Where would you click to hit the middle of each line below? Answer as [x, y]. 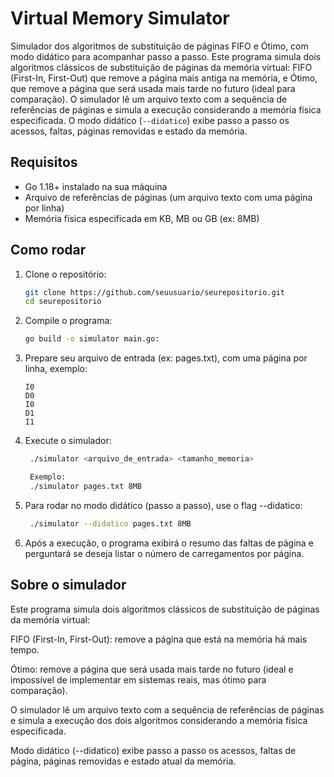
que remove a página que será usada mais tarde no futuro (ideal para [153, 88]
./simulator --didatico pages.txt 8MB [110, 523]
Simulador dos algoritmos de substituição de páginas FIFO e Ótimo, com [159, 46]
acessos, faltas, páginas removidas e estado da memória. [129, 131]
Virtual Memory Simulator [120, 18]
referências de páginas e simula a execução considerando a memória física [166, 109]
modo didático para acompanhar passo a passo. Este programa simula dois [166, 56]
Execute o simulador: [68, 441]
